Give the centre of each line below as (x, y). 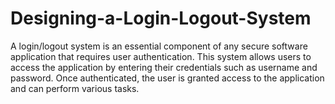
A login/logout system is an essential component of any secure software (159, 46)
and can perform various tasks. (75, 88)
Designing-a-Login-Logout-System (161, 18)
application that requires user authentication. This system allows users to (161, 56)
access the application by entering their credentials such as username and (164, 67)
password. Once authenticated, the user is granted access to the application (167, 78)
